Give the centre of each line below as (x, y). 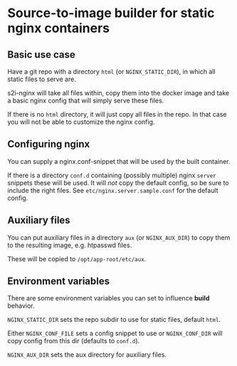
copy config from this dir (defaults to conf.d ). (74, 341)
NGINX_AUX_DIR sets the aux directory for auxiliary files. (87, 355)
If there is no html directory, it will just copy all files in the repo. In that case (117, 114)
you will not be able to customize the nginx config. (81, 122)
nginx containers (59, 28)
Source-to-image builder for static (111, 13)
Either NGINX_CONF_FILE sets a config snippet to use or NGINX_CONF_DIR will (115, 333)
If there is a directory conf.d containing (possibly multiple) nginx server (112, 175)
